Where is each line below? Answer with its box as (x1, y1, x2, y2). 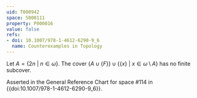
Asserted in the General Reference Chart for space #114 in (6, 78, 153, 86)
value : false (6, 26, 40, 32)
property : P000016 (6, 20, 53, 26)
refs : (6, 32, 20, 38)
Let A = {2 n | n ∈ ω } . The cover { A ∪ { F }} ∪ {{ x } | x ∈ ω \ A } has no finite (6, 59, 191, 67)
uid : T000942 (6, 9, 40, 15)
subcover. (6, 66, 32, 73)
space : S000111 (6, 15, 45, 21)
